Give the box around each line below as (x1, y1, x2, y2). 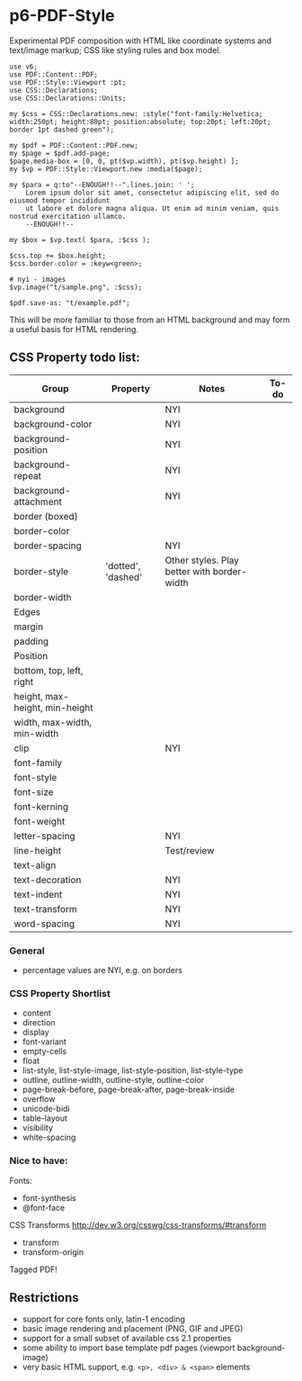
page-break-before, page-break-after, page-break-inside (22, 1084, 235, 1095)
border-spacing (13, 539, 83, 552)
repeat (13, 469, 42, 482)
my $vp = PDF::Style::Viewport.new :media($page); (9, 164, 203, 174)
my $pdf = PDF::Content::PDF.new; (9, 140, 139, 149)
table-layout (22, 1113, 67, 1124)
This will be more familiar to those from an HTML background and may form (9, 314, 290, 325)
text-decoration (13, 873, 82, 886)
